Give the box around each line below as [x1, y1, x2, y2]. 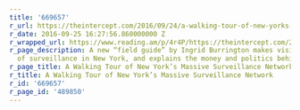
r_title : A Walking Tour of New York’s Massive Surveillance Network [9, 71, 274, 80]
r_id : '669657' [9, 79, 66, 88]
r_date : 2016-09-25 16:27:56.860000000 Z [9, 29, 166, 38]
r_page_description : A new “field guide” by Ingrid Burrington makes [9, 46, 274, 55]
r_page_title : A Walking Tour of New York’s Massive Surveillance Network [9, 63, 294, 72]
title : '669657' [9, 12, 70, 22]
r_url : [9, 21, 34, 30]
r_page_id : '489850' [9, 87, 87, 96]
